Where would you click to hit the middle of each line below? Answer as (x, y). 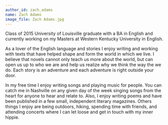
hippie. (12, 117)
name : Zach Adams (23, 15)
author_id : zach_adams (29, 10)
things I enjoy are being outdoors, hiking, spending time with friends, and (81, 107)
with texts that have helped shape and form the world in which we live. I (80, 54)
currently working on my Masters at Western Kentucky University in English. (84, 39)
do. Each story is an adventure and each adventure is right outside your (79, 70)
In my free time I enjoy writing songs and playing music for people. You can (83, 85)
